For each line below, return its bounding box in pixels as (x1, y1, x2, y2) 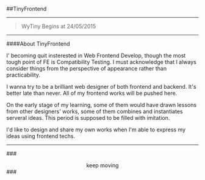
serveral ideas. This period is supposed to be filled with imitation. (6, 114, 170, 121)
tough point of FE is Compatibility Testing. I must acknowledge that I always (6, 58, 196, 66)
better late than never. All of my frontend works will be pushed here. (6, 89, 178, 97)
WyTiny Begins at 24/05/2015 (21, 22, 96, 30)
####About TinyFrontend (6, 40, 70, 47)
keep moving (86, 162, 119, 169)
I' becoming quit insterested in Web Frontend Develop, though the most (6, 52, 186, 59)
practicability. (6, 71, 41, 78)
